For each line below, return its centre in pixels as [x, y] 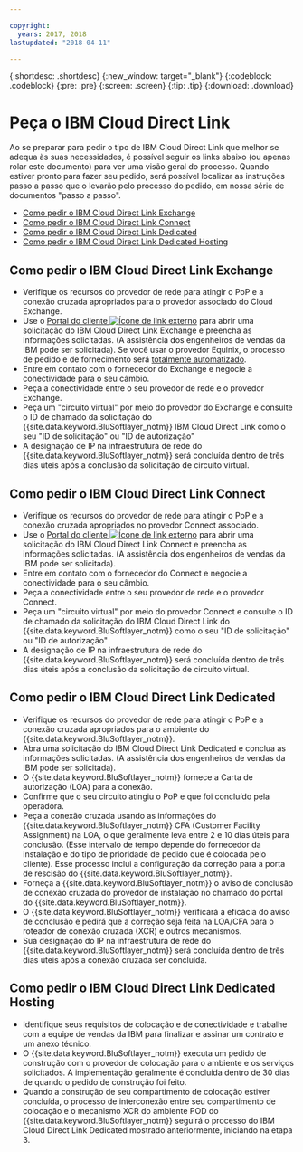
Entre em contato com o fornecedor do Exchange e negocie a [137, 369]
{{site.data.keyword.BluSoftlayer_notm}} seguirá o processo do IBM [149, 1120]
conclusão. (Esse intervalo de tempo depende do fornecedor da [142, 844]
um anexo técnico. [57, 1043]
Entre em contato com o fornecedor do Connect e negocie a [135, 573]
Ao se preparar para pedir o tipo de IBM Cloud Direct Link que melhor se [144, 148]
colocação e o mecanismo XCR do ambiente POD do [120, 1110]
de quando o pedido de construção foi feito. [104, 1081]
